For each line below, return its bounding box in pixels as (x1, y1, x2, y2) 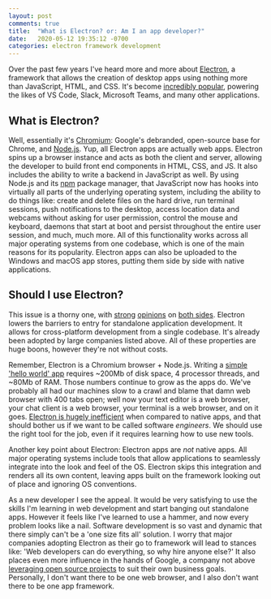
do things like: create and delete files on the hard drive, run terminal (8, 196, 235, 205)
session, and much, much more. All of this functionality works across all (8, 230, 249, 239)
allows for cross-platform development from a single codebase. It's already (8, 326, 260, 337)
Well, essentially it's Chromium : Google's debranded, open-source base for (8, 135, 260, 144)
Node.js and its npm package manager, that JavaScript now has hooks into (8, 178, 259, 187)
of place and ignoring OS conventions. (8, 479, 137, 489)
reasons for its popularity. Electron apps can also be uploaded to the (8, 247, 238, 256)
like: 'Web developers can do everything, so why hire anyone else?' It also (8, 546, 256, 556)
